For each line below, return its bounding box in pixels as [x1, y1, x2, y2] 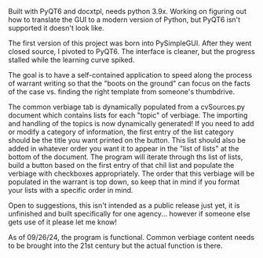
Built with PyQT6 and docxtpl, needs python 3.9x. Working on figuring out [8, 7, 247, 16]
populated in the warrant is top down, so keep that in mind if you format [8, 177, 240, 187]
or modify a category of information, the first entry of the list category [8, 127, 234, 136]
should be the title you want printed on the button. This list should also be [8, 136, 246, 144]
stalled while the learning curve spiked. [8, 55, 135, 64]
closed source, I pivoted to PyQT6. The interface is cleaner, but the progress [8, 47, 255, 56]
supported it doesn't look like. [8, 24, 104, 32]
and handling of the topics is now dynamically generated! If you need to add [8, 119, 254, 128]
